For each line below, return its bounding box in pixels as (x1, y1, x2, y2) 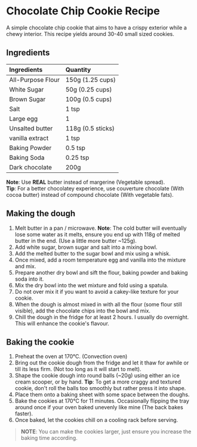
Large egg (9, 114, 38, 123)
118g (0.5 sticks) (65, 124, 115, 132)
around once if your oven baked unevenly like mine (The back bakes (14, 404, 183, 411)
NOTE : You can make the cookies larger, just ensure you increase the (20, 428, 192, 435)
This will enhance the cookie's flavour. (14, 320, 109, 327)
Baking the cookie (6, 337, 75, 347)
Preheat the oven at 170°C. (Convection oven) (14, 353, 128, 360)
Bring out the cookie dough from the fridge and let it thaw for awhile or (14, 359, 189, 366)
